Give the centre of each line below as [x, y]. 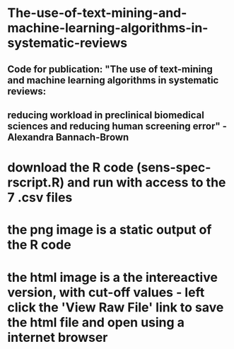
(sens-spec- [174, 168]
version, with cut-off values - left [106, 292]
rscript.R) [36, 183]
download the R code [71, 168]
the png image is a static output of [110, 230]
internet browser [58, 337]
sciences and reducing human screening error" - [117, 126]
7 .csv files [40, 197]
